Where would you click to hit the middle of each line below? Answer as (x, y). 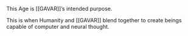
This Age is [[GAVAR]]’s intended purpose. (59, 9)
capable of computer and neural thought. (58, 27)
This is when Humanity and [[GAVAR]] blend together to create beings (94, 20)
